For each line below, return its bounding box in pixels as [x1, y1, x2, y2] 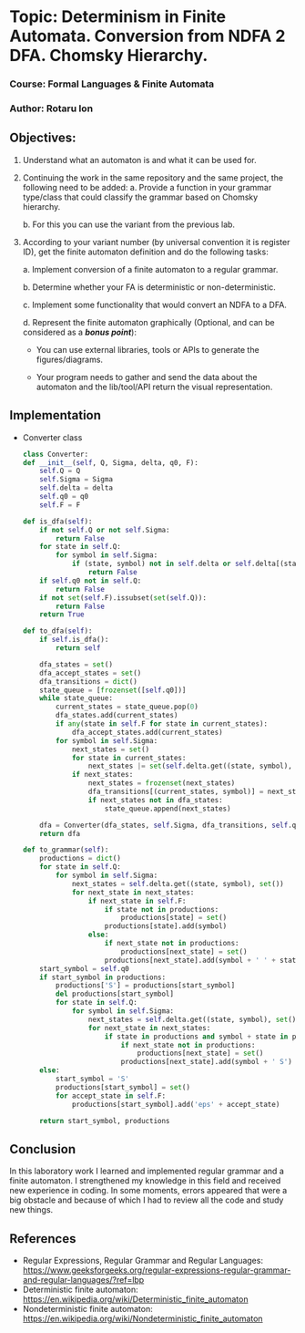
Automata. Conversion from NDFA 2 [9, 26, 286, 46]
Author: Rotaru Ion [9, 102, 94, 115]
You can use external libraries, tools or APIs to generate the [36, 344, 259, 355]
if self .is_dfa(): [39, 635, 109, 645]
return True [39, 610, 85, 619]
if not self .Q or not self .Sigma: [39, 525, 170, 534]
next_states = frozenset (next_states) [87, 779, 236, 788]
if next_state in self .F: [87, 896, 187, 905]
